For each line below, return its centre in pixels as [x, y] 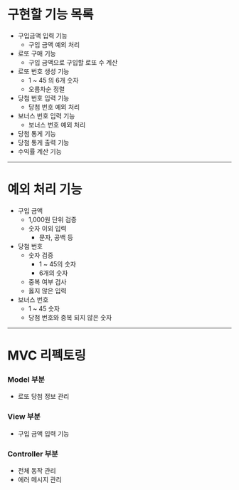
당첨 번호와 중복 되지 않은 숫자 [70, 317]
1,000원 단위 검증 [52, 219]
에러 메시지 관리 [39, 479]
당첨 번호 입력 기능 [43, 98]
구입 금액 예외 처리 [54, 44]
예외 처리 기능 [45, 190]
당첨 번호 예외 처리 [54, 107]
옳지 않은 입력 [47, 291]
